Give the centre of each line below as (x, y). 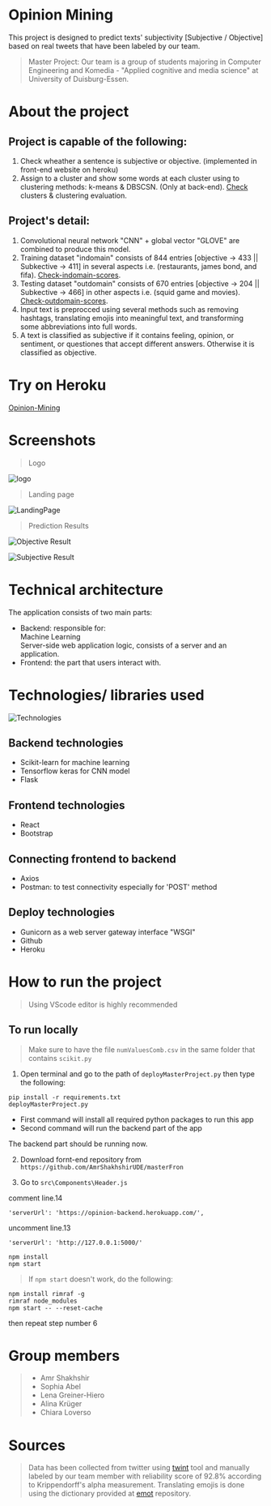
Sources (37, 1445)
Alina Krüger (61, 1404)
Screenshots (52, 440)
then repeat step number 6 (53, 1323)
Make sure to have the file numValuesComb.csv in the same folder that (142, 1049)
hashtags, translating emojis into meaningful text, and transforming (132, 318)
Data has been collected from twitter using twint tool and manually (139, 1468)
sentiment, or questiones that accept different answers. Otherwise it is (137, 344)
